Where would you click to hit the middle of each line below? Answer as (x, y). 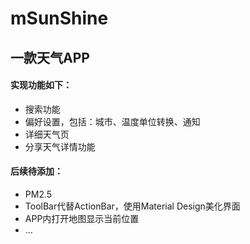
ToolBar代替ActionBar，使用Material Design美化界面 (132, 206)
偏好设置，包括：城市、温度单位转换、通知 (112, 121)
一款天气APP (50, 57)
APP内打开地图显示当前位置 (82, 218)
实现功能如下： (41, 85)
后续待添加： (36, 171)
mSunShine (59, 18)
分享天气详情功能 (60, 146)
